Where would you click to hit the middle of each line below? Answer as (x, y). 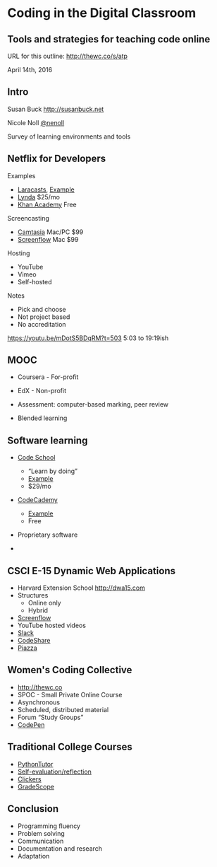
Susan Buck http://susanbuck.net (56, 109)
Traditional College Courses (70, 747)
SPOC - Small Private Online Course (70, 694)
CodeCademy (37, 500)
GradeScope (36, 786)
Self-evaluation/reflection (54, 772)
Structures (33, 595)
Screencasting (28, 218)
